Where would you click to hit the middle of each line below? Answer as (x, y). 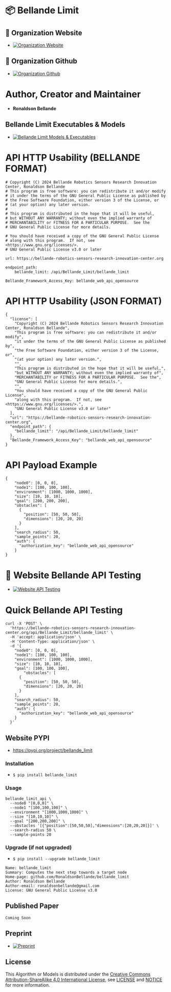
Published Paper (32, 906)
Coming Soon (18, 918)
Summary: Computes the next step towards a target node (66, 872)
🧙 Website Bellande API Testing (73, 575)
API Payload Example (51, 465)
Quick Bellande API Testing (64, 610)
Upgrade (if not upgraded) (39, 848)
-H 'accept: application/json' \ (46, 637)
